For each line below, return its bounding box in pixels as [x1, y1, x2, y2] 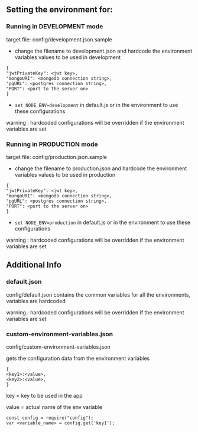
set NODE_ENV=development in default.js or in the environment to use [14, 101, 178, 108]
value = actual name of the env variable [6, 403, 102, 410]
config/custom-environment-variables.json [6, 343, 111, 350]
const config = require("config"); [6, 415, 94, 421]
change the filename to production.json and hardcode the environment [14, 165, 187, 172]
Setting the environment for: [6, 5, 113, 15]
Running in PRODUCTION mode [6, 140, 98, 148]
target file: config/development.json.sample [6, 35, 112, 43]
